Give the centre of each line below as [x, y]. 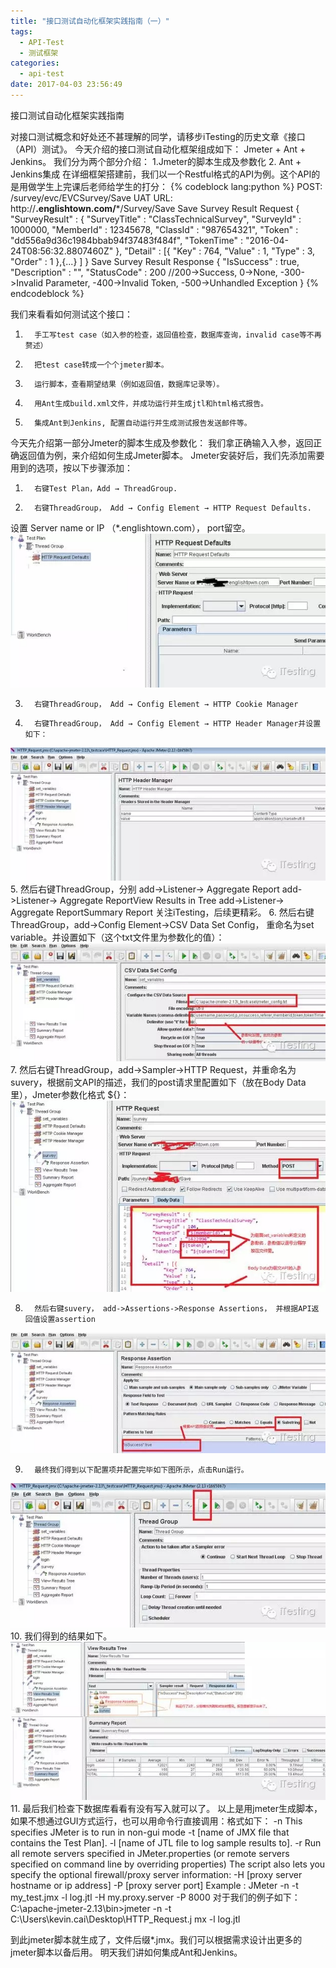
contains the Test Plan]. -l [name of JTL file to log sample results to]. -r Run [166, 1842]
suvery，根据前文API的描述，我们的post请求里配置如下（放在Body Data [158, 1082]
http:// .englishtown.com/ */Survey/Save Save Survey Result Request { [155, 208]
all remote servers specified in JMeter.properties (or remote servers [150, 1853]
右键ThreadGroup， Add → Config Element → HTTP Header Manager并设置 [178, 724]
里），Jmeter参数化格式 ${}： [70, 1094]
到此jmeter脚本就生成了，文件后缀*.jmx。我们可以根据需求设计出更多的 [156, 1939]
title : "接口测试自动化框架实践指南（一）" [90, 21]
